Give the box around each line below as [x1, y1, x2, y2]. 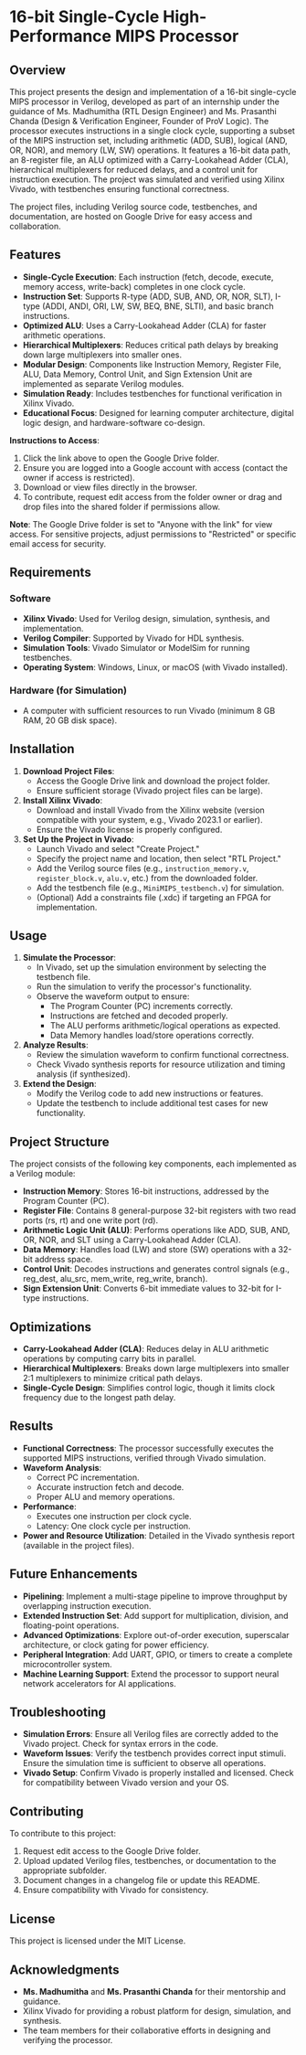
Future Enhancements [9, 1566, 139, 1582]
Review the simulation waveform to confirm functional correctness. [36, 1049, 290, 1060]
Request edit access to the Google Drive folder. [22, 1846, 201, 1857]
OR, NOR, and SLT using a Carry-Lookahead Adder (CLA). [22, 1234, 241, 1245]
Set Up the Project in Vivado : [22, 834, 134, 845]
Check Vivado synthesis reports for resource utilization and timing [36, 1059, 286, 1070]
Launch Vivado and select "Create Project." [36, 843, 200, 854]
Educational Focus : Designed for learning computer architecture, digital [22, 407, 294, 418]
